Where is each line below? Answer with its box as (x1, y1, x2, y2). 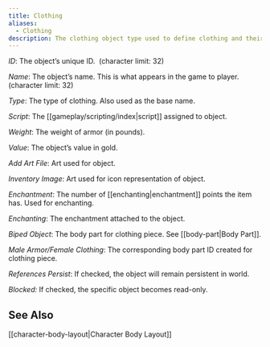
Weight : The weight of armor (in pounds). (8, 127, 145, 137)
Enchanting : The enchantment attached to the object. (8, 214, 186, 224)
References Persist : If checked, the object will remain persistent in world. (8, 269, 250, 279)
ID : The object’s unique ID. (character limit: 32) (8, 56, 165, 66)
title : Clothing (8, 11, 63, 20)
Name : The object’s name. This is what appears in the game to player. (8, 72, 239, 81)
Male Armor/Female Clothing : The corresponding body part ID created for (8, 245, 253, 254)
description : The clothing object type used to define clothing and (8, 34, 243, 43)
